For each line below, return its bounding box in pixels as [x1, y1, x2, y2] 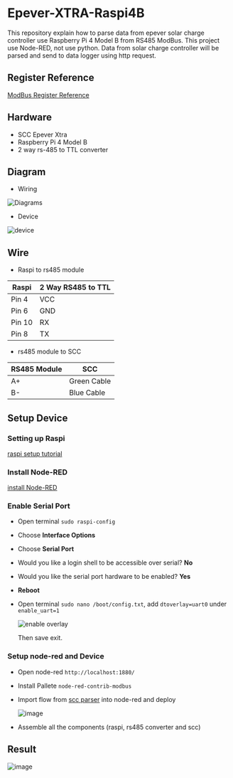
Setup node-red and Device [7, 651, 104, 661]
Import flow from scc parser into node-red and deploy [17, 695, 176, 703]
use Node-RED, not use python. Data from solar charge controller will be [7, 43, 220, 52]
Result [7, 743, 37, 755]
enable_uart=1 [17, 607, 60, 614]
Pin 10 [11, 318, 33, 328]
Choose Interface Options [17, 531, 96, 540]
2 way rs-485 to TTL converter [17, 145, 109, 154]
